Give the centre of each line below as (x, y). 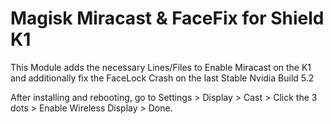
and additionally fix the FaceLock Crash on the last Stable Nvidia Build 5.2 (162, 78)
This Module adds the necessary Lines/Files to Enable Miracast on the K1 (161, 67)
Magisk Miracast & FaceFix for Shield (167, 18)
